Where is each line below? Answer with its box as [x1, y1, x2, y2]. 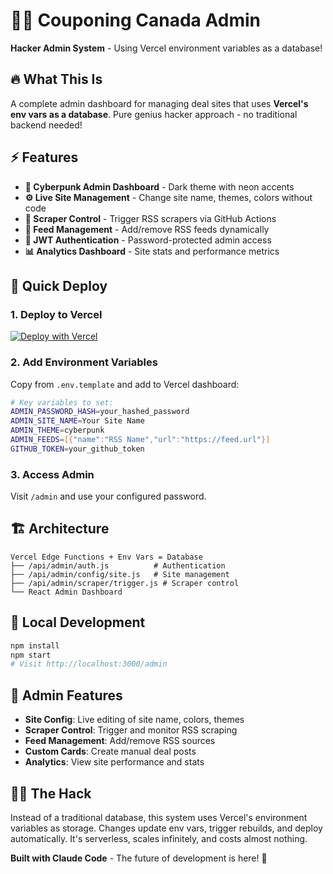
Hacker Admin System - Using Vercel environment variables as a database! [10, 42, 323, 54]
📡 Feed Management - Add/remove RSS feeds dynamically [24, 223, 270, 235]
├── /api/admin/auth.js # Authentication [10, 560, 226, 571]
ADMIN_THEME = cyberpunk [10, 425, 105, 436]
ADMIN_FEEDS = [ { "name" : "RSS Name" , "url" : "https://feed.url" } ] [10, 435, 271, 445]
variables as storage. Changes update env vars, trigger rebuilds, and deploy [10, 822, 323, 834]
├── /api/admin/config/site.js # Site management [10, 569, 230, 579]
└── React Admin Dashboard [10, 587, 123, 597]
